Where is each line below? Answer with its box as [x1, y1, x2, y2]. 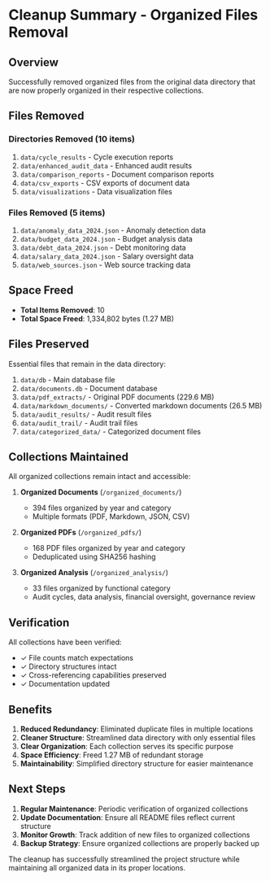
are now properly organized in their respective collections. [8, 85, 204, 95]
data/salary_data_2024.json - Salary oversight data [20, 251, 194, 261]
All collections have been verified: [8, 637, 122, 648]
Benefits [8, 702, 53, 717]
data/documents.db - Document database [20, 383, 158, 393]
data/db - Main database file [20, 374, 115, 384]
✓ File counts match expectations [20, 653, 134, 663]
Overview [8, 55, 59, 69]
